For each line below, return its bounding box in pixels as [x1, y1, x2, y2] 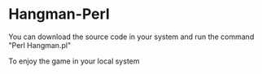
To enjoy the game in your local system [8, 56, 140, 66]
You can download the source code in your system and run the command [8, 32, 255, 41]
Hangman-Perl [8, 5, 110, 24]
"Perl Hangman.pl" [8, 40, 72, 50]
